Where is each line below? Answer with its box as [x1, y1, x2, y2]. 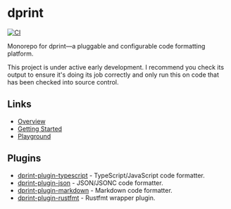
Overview [17, 117, 46, 125]
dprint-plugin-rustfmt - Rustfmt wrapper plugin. [17, 194, 156, 202]
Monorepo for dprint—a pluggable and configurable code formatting [7, 42, 206, 50]
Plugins [7, 153, 42, 165]
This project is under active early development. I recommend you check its [7, 63, 224, 71]
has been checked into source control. [7, 77, 119, 86]
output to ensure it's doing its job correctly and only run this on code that [7, 70, 220, 79]
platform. [7, 49, 34, 58]
